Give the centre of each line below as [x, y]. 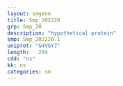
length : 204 [28, 53]
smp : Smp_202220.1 [34, 40]
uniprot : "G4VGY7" [34, 46]
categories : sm [29, 71]
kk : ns [17, 65]
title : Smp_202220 [34, 20]
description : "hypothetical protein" [62, 33]
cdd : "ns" [22, 59]
